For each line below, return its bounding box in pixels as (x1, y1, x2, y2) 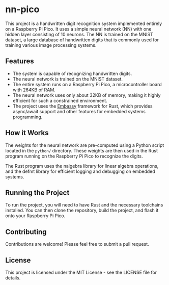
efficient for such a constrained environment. (12, 97, 108, 103)
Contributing (5, 227, 47, 236)
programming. (12, 114, 43, 120)
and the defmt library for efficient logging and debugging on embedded (5, 168, 155, 174)
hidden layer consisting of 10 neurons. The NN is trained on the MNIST (5, 31, 154, 37)
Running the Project (5, 188, 70, 197)
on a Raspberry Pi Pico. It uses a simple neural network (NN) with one (5, 25, 152, 32)
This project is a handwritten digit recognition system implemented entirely (5, 20, 162, 27)
